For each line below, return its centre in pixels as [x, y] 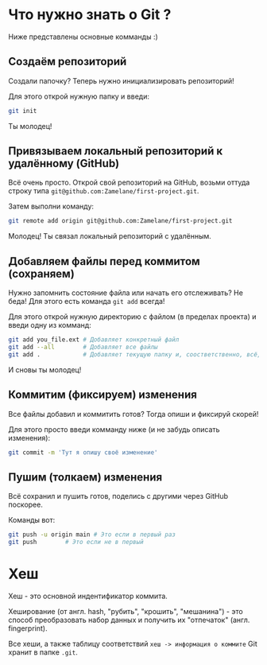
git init [23, 111]
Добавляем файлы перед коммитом [104, 261]
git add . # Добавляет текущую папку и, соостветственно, [126, 354]
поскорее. [26, 505]
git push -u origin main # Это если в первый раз [92, 535]
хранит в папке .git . [43, 652]
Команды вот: [32, 520]
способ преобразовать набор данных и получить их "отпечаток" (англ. [129, 620]
